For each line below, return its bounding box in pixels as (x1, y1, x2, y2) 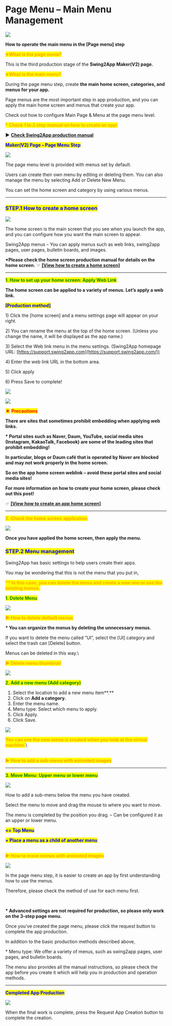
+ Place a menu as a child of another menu (5, 837, 98, 843)
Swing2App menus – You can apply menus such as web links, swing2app (5, 241, 160, 247)
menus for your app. (5, 86, 50, 93)
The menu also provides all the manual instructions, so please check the (5, 964, 158, 970)
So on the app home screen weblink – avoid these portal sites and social (5, 470, 161, 476)
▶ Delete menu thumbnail (5, 660, 61, 666)
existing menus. (5, 585, 40, 591)
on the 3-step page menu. (5, 913, 62, 919)
